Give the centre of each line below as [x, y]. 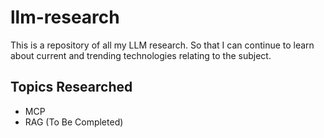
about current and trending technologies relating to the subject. [141, 55]
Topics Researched [71, 87]
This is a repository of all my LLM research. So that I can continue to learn [162, 45]
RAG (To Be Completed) [74, 122]
